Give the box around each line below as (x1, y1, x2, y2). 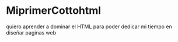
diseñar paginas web (6, 29, 57, 36)
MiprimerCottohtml (6, 4, 101, 17)
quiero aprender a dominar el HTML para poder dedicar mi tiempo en (6, 23, 172, 30)
